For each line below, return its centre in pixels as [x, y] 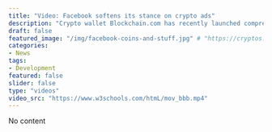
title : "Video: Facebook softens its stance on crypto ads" [112, 16]
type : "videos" [34, 91]
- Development [32, 68]
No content [27, 121]
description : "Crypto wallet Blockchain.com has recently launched [125, 23]
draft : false [30, 31]
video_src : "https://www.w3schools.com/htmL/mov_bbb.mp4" [108, 98]
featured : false [36, 76]
